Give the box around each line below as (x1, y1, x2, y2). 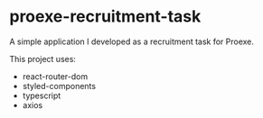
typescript (22, 90, 61, 101)
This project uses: (9, 53, 77, 64)
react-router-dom (22, 70, 89, 82)
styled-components (22, 80, 97, 91)
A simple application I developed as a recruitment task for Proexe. (9, 36, 255, 47)
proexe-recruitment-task (9, 6, 202, 27)
